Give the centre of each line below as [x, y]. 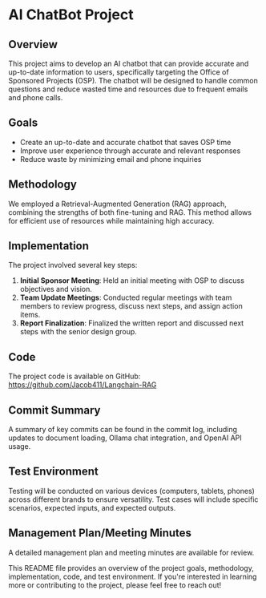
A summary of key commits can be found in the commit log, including [123, 430]
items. [30, 315]
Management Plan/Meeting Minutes [100, 533]
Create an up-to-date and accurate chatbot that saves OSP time [125, 142]
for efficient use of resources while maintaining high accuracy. [111, 220]
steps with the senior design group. [79, 332]
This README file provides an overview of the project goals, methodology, [131, 568]
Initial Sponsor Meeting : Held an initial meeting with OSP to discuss [132, 281]
